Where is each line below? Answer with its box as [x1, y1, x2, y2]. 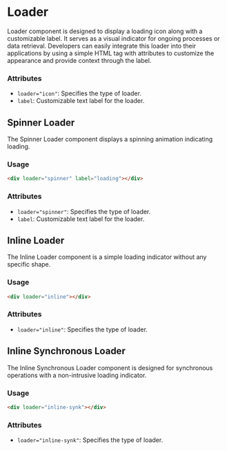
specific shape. [7, 260, 51, 269]
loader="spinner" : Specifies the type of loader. [17, 207, 151, 215]
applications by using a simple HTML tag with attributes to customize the [7, 49, 215, 57]
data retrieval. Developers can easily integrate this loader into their [7, 41, 197, 50]
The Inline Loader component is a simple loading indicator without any [7, 253, 207, 261]
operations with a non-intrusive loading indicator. [7, 371, 147, 379]
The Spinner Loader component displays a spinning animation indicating [7, 135, 213, 144]
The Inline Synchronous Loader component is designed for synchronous [7, 363, 213, 372]
